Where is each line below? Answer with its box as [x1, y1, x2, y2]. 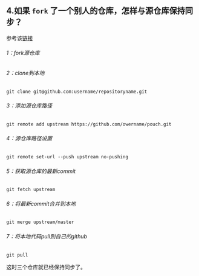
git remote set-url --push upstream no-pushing [6, 154, 129, 160]
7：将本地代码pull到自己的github [6, 233, 88, 240]
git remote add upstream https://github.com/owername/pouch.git [6, 121, 172, 127]
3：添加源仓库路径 [6, 102, 53, 109]
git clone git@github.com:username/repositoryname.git [6, 89, 148, 95]
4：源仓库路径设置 [6, 135, 53, 142]
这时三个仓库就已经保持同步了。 [6, 263, 86, 271]
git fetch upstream [6, 187, 56, 193]
